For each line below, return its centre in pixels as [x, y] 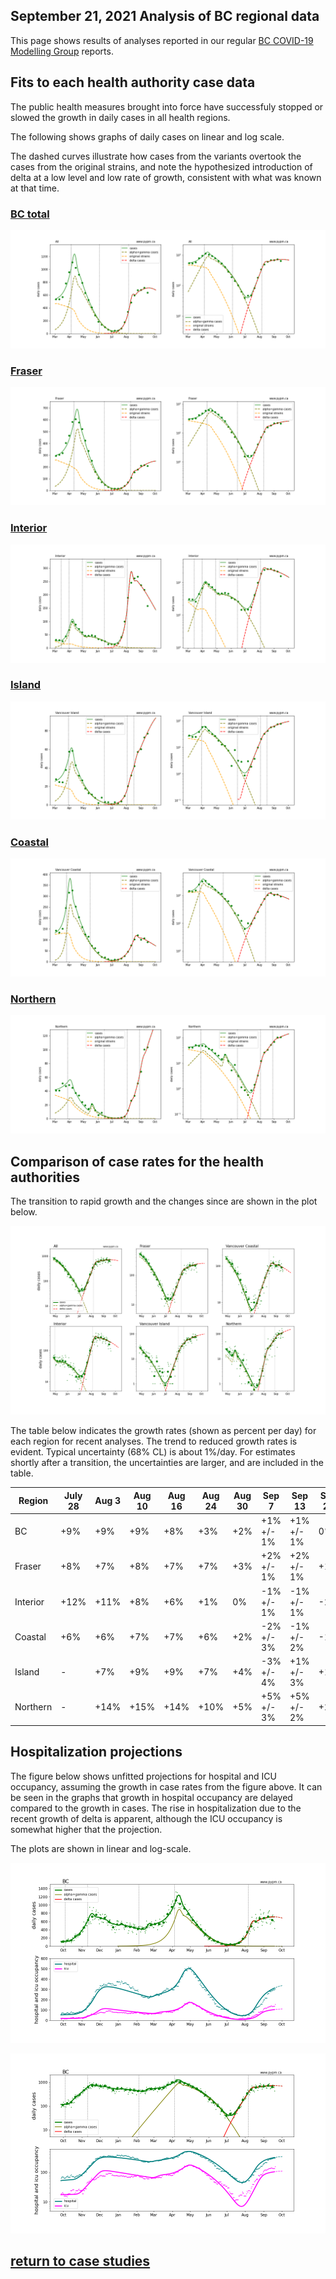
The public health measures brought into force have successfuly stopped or [167, 106]
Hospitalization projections [96, 1752]
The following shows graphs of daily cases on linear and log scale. [147, 136]
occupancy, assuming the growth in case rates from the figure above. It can [166, 1786]
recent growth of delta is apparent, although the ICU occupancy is [146, 1818]
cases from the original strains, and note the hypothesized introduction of [161, 166]
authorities [45, 1177]
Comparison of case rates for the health [137, 1161]
